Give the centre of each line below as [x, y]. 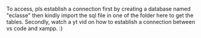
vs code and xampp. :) [35, 28]
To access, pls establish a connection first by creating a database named [99, 9]
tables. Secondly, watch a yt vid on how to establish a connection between [101, 22]
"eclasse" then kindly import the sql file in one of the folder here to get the [100, 15]
